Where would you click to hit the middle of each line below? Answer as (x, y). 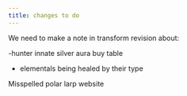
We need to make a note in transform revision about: (94, 38)
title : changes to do (44, 15)
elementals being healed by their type (82, 68)
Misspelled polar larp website (56, 83)
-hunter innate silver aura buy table (66, 53)
